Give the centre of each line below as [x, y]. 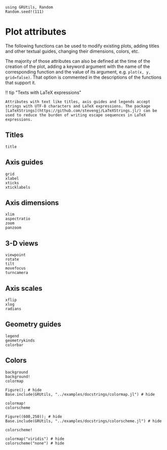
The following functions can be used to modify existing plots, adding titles [82, 46]
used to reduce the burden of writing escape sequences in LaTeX [75, 115]
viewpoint [16, 255]
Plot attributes [36, 32]
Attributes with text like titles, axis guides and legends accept [78, 101]
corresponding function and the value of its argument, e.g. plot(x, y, [78, 72]
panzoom [13, 228]
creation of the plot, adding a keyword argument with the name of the [78, 66]
